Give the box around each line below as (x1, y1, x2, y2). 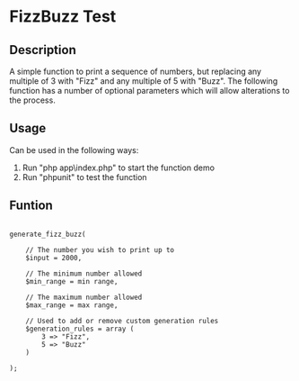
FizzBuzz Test (9, 6, 117, 27)
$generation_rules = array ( (25, 324, 135, 333)
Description (9, 42, 76, 58)
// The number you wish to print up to (25, 245, 175, 254)
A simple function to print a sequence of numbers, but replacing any (9, 66, 262, 77)
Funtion (9, 198, 54, 213)
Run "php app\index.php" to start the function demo (22, 162, 215, 173)
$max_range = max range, (25, 300, 119, 310)
